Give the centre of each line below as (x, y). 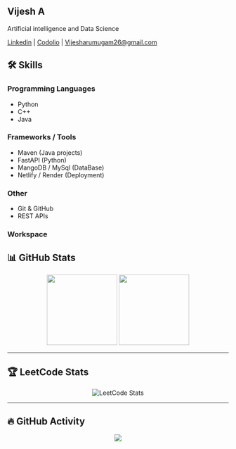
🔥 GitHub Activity (46, 422)
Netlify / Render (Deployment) (61, 175)
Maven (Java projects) (50, 152)
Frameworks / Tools (42, 137)
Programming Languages (52, 89)
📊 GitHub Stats (41, 258)
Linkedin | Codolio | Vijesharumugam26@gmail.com (83, 42)
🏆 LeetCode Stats (48, 372)
